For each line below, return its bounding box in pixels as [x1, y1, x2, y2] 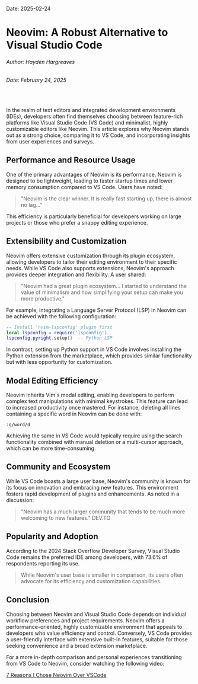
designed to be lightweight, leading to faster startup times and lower [6, 177, 173, 184]
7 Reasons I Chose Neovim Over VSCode [6, 671, 107, 678]
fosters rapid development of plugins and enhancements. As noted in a [6, 490, 180, 497]
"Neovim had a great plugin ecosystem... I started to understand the [20, 282, 187, 289]
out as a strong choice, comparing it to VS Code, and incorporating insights [6, 132, 191, 139]
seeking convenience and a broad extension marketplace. [6, 642, 148, 649]
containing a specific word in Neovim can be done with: [6, 410, 142, 417]
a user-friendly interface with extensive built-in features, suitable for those [6, 635, 188, 643]
